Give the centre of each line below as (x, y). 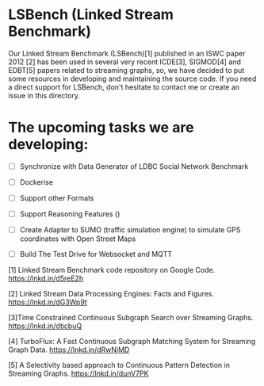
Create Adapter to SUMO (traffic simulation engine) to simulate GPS (130, 230)
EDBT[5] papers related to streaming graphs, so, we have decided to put (126, 70)
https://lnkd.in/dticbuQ (45, 326)
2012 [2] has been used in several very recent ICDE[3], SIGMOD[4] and (125, 62)
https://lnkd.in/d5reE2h (46, 278)
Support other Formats (57, 198)
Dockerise (36, 182)
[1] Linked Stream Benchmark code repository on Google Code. (112, 270)
